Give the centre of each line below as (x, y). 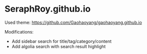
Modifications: (19, 32)
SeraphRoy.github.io (48, 9)
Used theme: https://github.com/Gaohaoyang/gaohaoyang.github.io (73, 22)
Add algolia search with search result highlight (59, 46)
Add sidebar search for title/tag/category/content (61, 41)
